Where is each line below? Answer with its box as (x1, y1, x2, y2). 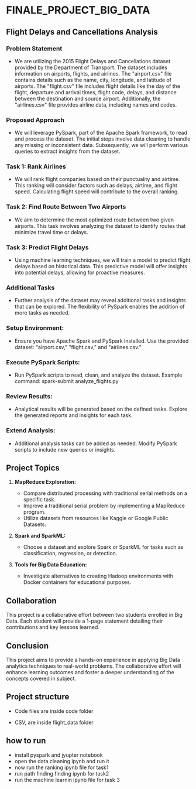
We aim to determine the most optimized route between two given (14, 216, 174, 223)
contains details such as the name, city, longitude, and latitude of (14, 76, 171, 83)
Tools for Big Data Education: (14, 561, 87, 568)
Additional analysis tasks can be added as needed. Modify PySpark (14, 440, 177, 447)
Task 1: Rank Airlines (6, 162, 66, 170)
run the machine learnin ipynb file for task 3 (14, 776, 120, 783)
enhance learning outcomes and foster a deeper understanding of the (6, 668, 174, 675)
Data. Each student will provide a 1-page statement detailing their (6, 617, 163, 624)
